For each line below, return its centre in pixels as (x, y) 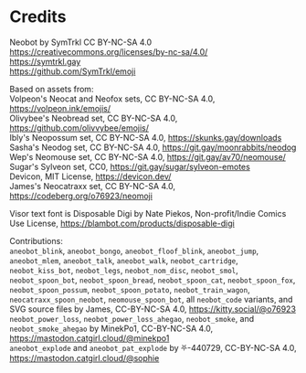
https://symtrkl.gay (45, 61)
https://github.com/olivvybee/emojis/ (79, 128)
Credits (38, 17)
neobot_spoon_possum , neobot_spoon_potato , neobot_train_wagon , (130, 289)
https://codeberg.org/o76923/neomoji (81, 196)
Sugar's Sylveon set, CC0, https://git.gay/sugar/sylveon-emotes (130, 166)
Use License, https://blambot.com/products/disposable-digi (122, 223)
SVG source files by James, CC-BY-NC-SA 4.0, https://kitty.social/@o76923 (153, 309)
